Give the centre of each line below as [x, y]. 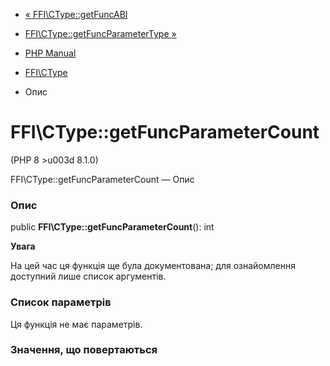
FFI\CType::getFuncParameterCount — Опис [102, 179]
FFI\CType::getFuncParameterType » [100, 33]
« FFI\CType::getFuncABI [76, 14]
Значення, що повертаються [84, 350]
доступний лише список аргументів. [88, 276]
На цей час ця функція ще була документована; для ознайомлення [153, 266]
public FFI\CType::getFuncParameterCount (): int [112, 227]
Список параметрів [61, 302]
